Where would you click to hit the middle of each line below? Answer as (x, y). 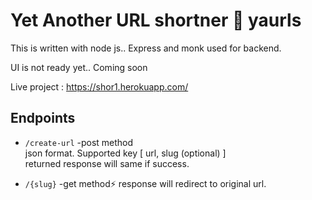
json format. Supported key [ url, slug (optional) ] (125, 153)
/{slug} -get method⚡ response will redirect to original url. (145, 183)
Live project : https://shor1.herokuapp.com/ (99, 86)
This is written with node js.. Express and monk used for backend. (146, 48)
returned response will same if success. (107, 163)
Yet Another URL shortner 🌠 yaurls (156, 20)
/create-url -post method (79, 142)
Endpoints (43, 118)
